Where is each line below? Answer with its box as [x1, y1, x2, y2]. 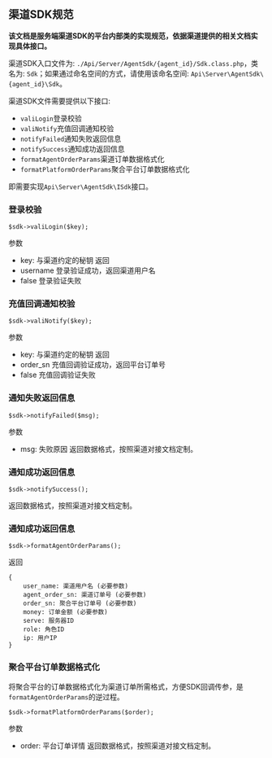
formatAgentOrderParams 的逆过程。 [8, 691, 124, 702]
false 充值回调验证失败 [19, 370, 96, 380]
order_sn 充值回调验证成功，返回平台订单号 [19, 360, 166, 370]
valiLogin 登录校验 [19, 113, 83, 123]
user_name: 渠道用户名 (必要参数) [23, 582, 128, 590]
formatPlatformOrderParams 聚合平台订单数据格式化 [19, 164, 190, 173]
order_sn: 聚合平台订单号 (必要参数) [23, 599, 137, 608]
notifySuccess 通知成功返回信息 [19, 143, 125, 153]
